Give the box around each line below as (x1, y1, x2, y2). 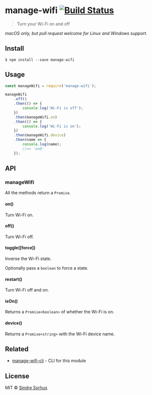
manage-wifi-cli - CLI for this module (12, 358, 86, 364)
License (5, 372, 30, 380)
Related (5, 345, 29, 353)
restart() (5, 276, 23, 282)
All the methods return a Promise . (5, 190, 71, 196)
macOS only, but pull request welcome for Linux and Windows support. (5, 30, 148, 36)
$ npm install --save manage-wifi (5, 57, 75, 62)
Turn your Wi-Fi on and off (16, 21, 70, 27)
